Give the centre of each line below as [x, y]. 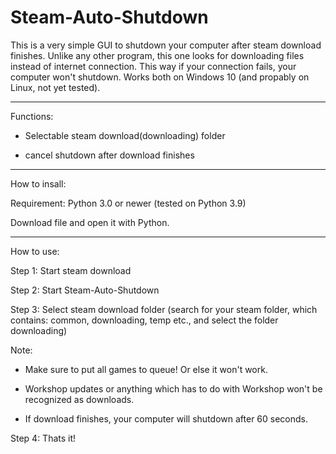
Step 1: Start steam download [71, 270]
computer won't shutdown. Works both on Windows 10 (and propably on [160, 77]
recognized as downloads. [79, 399]
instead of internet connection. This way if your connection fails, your [153, 66]
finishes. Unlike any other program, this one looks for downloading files [157, 55]
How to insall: [38, 183]
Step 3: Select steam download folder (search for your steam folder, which [164, 309]
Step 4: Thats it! [43, 438]
